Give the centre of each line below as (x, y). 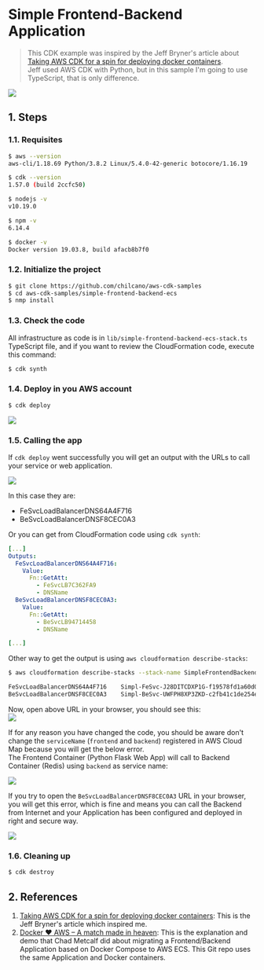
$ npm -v (22, 220)
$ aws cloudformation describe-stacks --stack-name (94, 673)
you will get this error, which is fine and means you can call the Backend (125, 804)
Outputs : (22, 556)
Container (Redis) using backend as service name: (88, 766)
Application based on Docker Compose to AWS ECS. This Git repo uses (135, 949)
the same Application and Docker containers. (93, 957)
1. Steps (28, 118)
